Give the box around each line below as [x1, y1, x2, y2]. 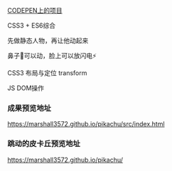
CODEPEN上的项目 [7, 6, 63, 14]
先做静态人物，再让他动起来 [7, 36, 89, 45]
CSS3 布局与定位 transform [7, 69, 87, 77]
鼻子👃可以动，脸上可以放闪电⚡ [7, 52, 97, 60]
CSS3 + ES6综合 [7, 21, 56, 30]
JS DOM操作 [7, 84, 45, 92]
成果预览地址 [7, 103, 52, 113]
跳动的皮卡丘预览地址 [7, 139, 80, 149]
